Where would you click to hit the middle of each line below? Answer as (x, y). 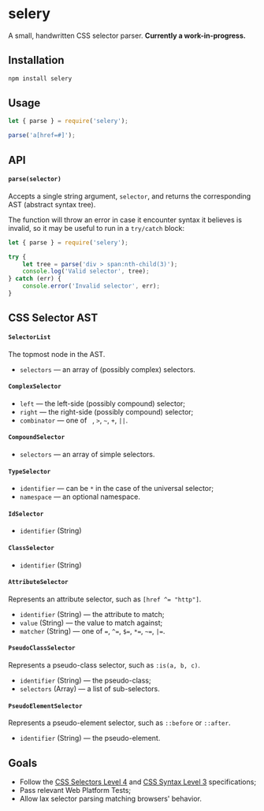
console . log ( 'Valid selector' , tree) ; (86, 272)
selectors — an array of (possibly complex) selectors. (107, 369)
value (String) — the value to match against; (91, 623)
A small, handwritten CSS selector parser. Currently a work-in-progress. (127, 35)
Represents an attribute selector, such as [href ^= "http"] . (105, 599)
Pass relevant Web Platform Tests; (75, 790)
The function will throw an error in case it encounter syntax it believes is (125, 219)
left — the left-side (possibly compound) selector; (102, 404)
